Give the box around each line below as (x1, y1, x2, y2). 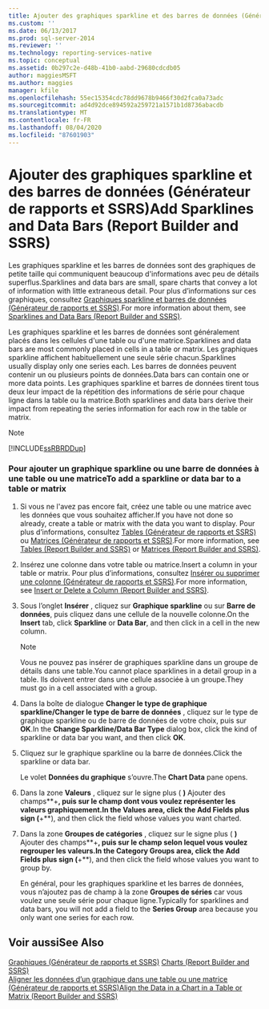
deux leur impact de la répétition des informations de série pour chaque (8, 387, 245, 396)
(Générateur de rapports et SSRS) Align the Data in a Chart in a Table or (8, 983, 243, 992)
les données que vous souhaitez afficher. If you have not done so (19, 510, 234, 520)
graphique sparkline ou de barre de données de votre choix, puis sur (19, 715, 247, 725)
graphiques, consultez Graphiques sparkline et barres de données (8, 294, 227, 304)
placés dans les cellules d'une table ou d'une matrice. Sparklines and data (8, 335, 251, 345)
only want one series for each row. (19, 912, 134, 922)
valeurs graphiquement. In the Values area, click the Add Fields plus (19, 804, 250, 814)
